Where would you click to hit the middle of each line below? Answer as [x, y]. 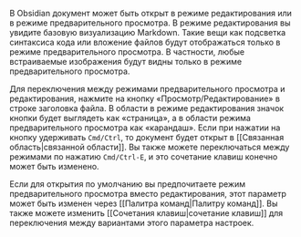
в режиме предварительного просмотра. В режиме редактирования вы [150, 23]
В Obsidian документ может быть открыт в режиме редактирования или [150, 13]
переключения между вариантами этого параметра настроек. [132, 223]
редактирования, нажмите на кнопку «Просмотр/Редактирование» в [145, 98]
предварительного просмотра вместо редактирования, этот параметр [148, 194]
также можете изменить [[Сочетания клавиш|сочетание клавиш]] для [146, 213]
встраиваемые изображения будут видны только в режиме [126, 62]
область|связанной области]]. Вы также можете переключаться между [150, 147]
